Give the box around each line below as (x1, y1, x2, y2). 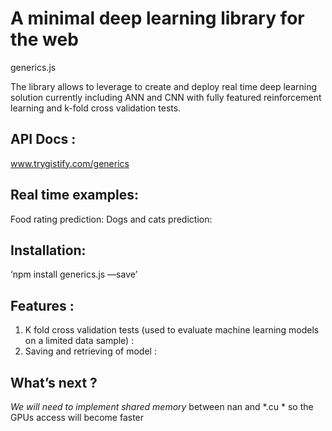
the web (10, 28, 79, 51)
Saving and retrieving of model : (24, 345, 157, 357)
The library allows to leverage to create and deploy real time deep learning (10, 80, 317, 92)
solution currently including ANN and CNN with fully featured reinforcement (10, 91, 322, 103)
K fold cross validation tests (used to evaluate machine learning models (24, 324, 320, 336)
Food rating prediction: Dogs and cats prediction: (10, 213, 213, 225)
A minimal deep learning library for (10, 7, 305, 30)
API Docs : (10, 131, 77, 148)
